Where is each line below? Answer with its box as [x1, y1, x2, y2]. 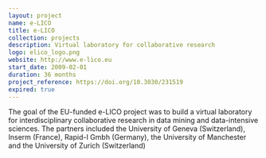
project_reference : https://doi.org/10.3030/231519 [8, 78, 183, 86]
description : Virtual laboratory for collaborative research [8, 41, 216, 49]
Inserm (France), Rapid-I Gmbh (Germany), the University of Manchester [8, 133, 247, 142]
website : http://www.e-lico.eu [8, 56, 112, 64]
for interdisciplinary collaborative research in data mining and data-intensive [8, 116, 259, 125]
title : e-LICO [8, 26, 56, 34]
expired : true [8, 85, 56, 94]
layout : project [8, 11, 62, 20]
